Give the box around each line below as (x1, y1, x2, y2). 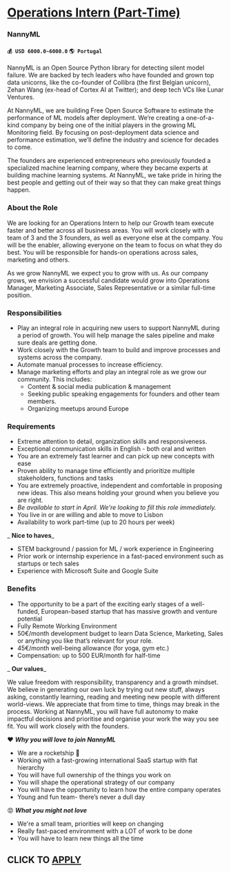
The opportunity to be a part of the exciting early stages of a (17, 599, 190, 608)
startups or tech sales (17, 559, 79, 568)
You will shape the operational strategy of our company (17, 778, 175, 786)
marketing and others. (7, 255, 70, 264)
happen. (7, 186, 31, 194)
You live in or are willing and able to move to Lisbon (17, 511, 163, 519)
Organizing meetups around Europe (27, 404, 129, 412)
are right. (17, 496, 43, 505)
